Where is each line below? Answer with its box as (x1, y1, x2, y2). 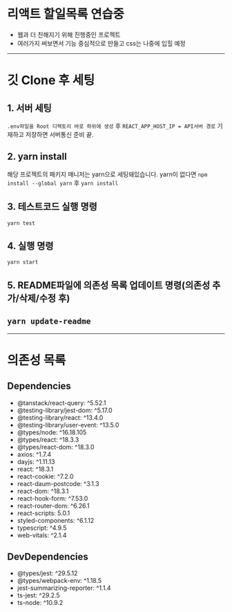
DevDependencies (7, 550, 88, 562)
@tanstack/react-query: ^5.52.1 (17, 398, 106, 407)
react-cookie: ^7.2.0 (17, 472, 74, 481)
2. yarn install (7, 151, 67, 163)
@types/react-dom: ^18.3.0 (17, 443, 95, 451)
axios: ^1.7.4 (17, 450, 52, 458)
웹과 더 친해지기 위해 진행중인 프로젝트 (17, 30, 121, 39)
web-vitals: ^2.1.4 (17, 530, 67, 539)
